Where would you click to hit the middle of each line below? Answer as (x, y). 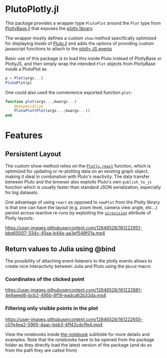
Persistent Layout (33, 154)
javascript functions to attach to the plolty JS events (59, 48)
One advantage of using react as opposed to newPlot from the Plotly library (83, 202)
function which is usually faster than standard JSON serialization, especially (83, 187)
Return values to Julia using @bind (60, 249)
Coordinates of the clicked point (45, 279)
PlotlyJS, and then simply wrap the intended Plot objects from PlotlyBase (81, 63)
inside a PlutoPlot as (26, 69)
